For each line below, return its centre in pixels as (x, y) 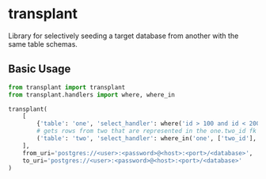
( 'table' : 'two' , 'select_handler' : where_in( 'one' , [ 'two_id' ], (147, 139)
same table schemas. (43, 44)
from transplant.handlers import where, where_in (92, 95)
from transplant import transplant (67, 87)
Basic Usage (40, 69)
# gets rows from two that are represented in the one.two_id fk (147, 131)
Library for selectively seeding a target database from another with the (123, 36)
